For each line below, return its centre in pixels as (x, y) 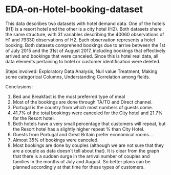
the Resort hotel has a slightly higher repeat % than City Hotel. (79, 129)
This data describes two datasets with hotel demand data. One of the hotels (85, 23)
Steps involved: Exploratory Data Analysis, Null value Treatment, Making (81, 71)
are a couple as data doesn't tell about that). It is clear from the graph (86, 151)
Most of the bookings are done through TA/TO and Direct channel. (82, 102)
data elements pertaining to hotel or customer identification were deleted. (83, 61)
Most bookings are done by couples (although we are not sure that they (88, 145)
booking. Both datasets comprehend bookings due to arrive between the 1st (85, 45)
